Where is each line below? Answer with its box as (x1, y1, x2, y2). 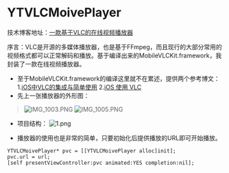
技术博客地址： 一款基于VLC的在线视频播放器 (7, 28, 134, 36)
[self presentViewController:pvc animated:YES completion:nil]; (7, 159, 195, 166)
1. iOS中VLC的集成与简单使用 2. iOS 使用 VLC (16, 83, 142, 91)
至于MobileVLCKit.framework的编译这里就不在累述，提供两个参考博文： (16, 74, 220, 83)
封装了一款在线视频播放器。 (7, 59, 86, 68)
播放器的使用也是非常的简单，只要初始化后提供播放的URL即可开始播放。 (16, 133, 221, 142)
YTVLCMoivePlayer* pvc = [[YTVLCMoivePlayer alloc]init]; (7, 147, 176, 155)
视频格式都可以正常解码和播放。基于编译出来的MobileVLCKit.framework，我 (7, 51, 222, 59)
